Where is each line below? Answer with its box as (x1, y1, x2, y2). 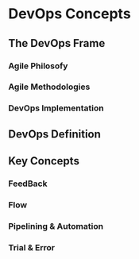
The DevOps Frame (8, 37, 106, 50)
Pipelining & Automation (8, 220, 104, 231)
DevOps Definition (8, 127, 102, 141)
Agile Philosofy (8, 60, 68, 72)
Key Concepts (8, 154, 79, 168)
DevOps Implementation (8, 102, 105, 114)
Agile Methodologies (8, 81, 91, 92)
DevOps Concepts (8, 5, 131, 23)
